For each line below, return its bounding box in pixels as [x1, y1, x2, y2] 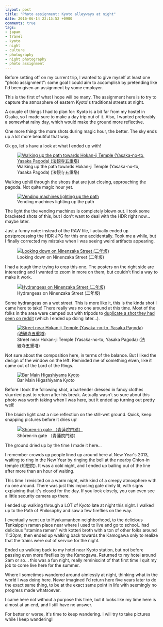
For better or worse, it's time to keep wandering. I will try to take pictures [5, 611, 150, 617]
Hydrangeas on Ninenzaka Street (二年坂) [17, 290, 101, 296]
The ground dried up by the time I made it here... [5, 442, 102, 449]
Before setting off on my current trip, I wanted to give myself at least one [5, 75, 150, 80]
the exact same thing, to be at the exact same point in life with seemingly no [5, 582, 157, 588]
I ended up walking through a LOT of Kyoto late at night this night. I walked [5, 502, 154, 508]
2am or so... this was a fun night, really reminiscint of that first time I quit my [5, 557, 157, 563]
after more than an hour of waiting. [5, 468, 75, 474]
